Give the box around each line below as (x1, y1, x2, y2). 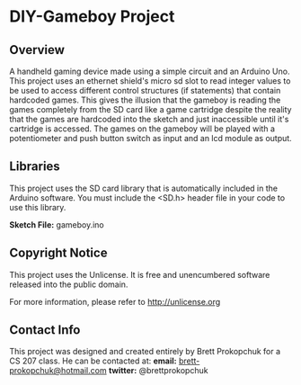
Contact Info (9, 322, 81, 338)
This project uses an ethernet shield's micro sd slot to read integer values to (9, 76, 291, 86)
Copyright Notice (9, 246, 108, 261)
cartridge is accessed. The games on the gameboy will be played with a (9, 123, 276, 134)
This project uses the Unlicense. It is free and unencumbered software (9, 269, 270, 280)
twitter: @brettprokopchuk (108, 365, 208, 376)
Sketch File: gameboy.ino (9, 219, 105, 230)
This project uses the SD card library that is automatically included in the (9, 183, 279, 193)
